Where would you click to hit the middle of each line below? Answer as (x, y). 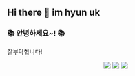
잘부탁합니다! (25, 51)
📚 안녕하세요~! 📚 (36, 34)
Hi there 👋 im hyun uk (54, 13)
